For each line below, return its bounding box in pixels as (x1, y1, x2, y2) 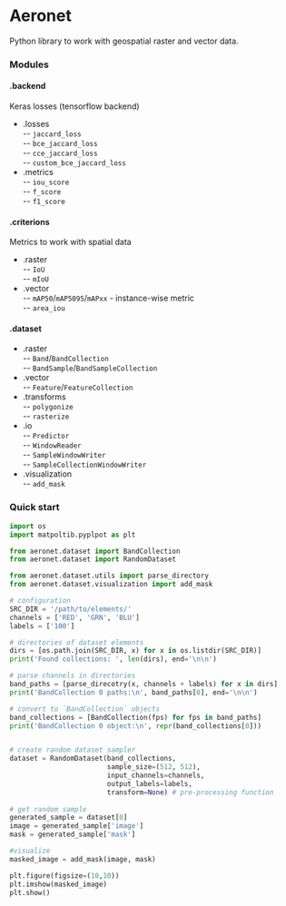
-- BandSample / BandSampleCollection (22, 362, 158, 373)
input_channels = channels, (106, 771, 205, 781)
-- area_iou (22, 302, 65, 313)
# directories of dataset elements (9, 637, 144, 647)
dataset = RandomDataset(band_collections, (9, 754, 177, 763)
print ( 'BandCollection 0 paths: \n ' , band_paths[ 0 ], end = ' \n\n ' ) (9, 687, 258, 697)
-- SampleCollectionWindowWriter (22, 459, 147, 470)
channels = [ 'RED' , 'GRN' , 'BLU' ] (9, 613, 141, 622)
